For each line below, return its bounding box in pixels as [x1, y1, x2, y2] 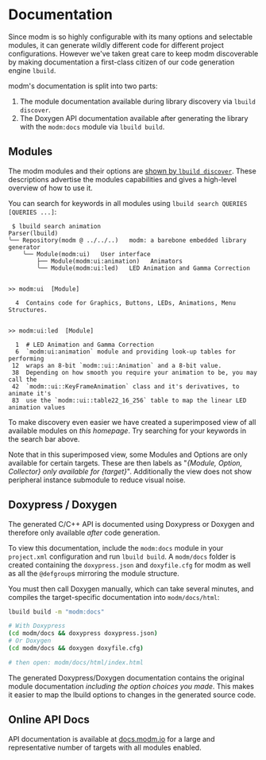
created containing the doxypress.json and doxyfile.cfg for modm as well [8, 559, 252, 570]
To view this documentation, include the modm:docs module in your [8, 543, 224, 552]
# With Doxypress [8, 622, 66, 630]
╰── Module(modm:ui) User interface [22, 250, 151, 258]
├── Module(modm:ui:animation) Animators [37, 257, 183, 265]
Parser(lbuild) [8, 229, 59, 237]
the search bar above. [8, 434, 80, 443]
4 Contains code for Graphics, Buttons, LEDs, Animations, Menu [15, 298, 237, 307]
